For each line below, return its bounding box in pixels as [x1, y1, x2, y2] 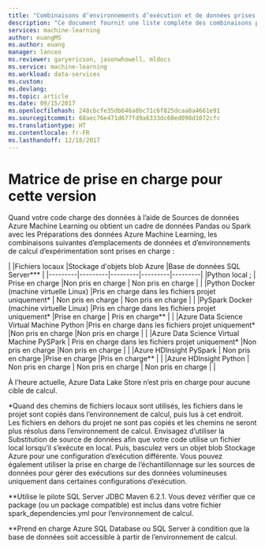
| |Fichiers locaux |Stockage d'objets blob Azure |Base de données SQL [8, 262, 241, 271]
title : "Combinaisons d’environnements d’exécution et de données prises [8, 11, 256, 20]
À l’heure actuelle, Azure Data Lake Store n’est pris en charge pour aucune [8, 378, 251, 387]
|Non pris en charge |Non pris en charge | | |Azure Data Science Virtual [8, 329, 240, 338]
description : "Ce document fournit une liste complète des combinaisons [8, 19, 252, 27]
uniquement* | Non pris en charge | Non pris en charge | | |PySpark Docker [8, 295, 253, 304]
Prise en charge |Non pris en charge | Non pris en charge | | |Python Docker [8, 278, 256, 288]
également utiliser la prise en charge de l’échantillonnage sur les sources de [8, 460, 256, 469]
